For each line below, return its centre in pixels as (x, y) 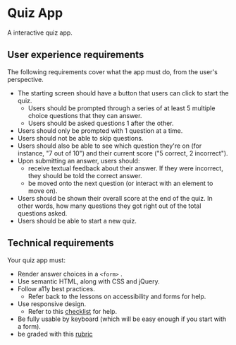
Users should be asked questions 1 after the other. (101, 123)
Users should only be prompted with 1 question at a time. (100, 130)
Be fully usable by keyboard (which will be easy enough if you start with (122, 319)
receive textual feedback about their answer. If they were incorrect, (125, 168)
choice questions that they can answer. (85, 115)
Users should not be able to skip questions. (80, 138)
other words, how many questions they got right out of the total (109, 206)
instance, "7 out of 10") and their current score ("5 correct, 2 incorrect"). (123, 153)
